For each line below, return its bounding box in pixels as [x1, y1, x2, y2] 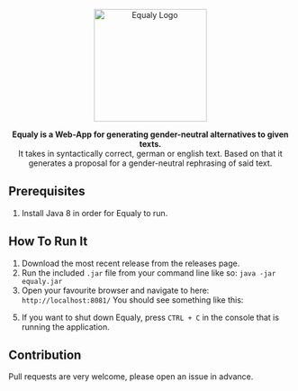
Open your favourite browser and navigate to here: [21, 285, 210, 296]
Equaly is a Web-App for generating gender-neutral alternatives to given [12, 129, 289, 140]
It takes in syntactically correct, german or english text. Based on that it [18, 149, 283, 159]
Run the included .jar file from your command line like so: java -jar [21, 267, 276, 278]
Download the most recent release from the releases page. [21, 258, 240, 268]
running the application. [21, 321, 110, 332]
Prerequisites [8, 184, 86, 199]
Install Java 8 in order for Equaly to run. [21, 207, 168, 218]
